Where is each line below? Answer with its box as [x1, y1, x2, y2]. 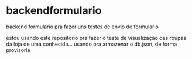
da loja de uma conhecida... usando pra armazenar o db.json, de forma [6, 40, 177, 47]
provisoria [6, 46, 30, 53]
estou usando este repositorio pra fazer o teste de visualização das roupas [6, 34, 187, 41]
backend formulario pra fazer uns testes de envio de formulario [6, 23, 159, 30]
